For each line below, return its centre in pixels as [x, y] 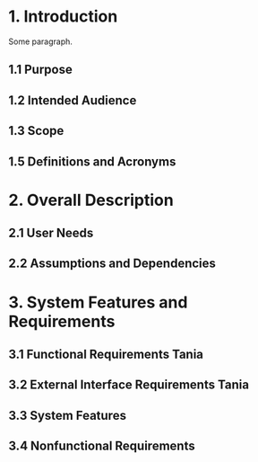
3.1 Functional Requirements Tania [106, 355]
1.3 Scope [36, 131]
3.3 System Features [68, 415]
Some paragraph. [41, 41]
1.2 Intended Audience [73, 100]
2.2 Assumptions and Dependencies [112, 264]
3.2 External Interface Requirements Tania [129, 385]
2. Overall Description [91, 200]
